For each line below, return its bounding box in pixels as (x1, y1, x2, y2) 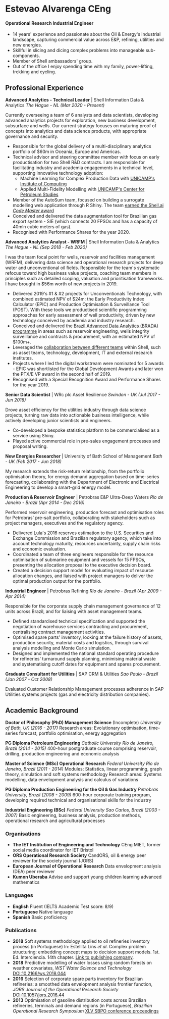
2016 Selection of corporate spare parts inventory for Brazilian (12, 976, 143, 982)
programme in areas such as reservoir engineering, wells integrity (12, 328, 150, 334)
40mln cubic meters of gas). (12, 224, 72, 230)
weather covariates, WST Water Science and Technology (12, 965, 132, 971)
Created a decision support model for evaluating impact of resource (12, 568, 154, 574)
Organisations (5, 830, 41, 837)
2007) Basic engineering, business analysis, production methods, (5, 812, 141, 819)
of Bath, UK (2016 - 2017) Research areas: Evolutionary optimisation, (5, 725, 148, 731)
